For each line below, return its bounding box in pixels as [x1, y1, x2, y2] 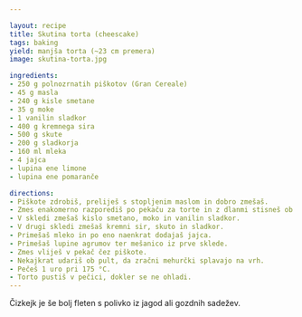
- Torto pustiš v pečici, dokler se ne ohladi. [9, 273, 193, 282]
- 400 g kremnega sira [9, 121, 95, 131]
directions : [9, 188, 54, 197]
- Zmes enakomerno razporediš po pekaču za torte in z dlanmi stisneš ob [9, 206, 294, 215]
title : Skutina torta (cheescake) [9, 29, 140, 39]
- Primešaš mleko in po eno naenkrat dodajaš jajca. [9, 231, 212, 240]
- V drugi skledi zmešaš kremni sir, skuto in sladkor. [9, 223, 224, 232]
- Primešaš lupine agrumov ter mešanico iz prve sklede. [9, 239, 229, 248]
